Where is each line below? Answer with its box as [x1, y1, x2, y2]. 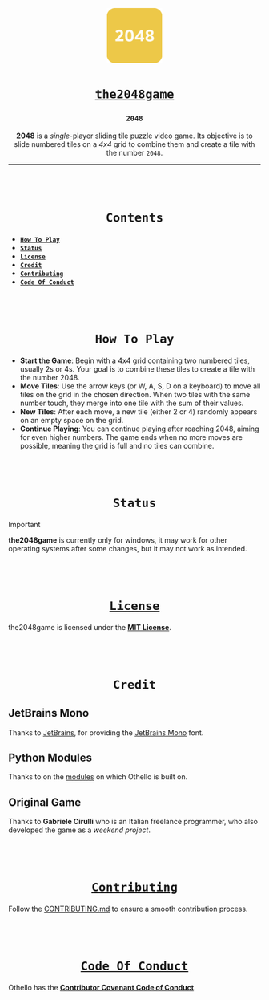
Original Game [8, 795, 82, 809]
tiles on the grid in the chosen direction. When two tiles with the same [19, 389, 251, 399]
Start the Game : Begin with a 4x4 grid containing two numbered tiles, [19, 356, 251, 365]
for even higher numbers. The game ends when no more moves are [19, 432, 243, 441]
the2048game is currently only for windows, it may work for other [8, 535, 228, 545]
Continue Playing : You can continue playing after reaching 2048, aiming [19, 424, 259, 433]
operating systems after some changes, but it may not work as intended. [8, 543, 247, 553]
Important [8, 519, 41, 529]
